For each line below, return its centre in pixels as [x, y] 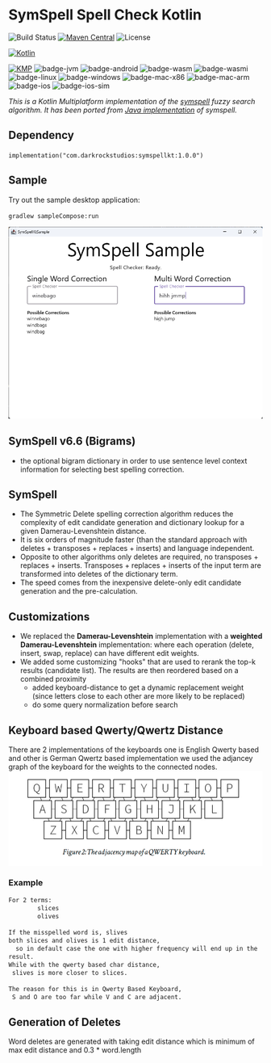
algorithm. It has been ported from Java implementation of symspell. [123, 110]
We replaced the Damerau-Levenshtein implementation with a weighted [141, 637]
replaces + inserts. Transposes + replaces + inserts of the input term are [141, 565]
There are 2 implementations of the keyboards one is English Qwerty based [134, 750]
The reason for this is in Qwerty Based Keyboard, [95, 989]
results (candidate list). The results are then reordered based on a [129, 670]
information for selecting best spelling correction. [102, 469]
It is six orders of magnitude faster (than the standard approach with [133, 540]
